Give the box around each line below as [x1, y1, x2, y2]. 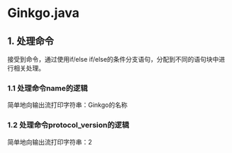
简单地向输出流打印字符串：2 [7, 137, 92, 146]
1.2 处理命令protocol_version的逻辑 [7, 120, 130, 130]
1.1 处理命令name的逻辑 [7, 83, 88, 93]
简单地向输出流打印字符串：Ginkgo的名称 [7, 101, 128, 109]
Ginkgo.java [7, 5, 79, 21]
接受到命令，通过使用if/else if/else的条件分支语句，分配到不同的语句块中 [7, 55, 219, 63]
